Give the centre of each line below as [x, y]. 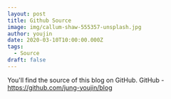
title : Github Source [40, 21]
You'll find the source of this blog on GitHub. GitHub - [86, 80]
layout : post [27, 14]
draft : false [27, 60]
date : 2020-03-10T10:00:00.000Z [55, 40]
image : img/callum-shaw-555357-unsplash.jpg [74, 27]
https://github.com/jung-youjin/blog [60, 87]
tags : [15, 47]
